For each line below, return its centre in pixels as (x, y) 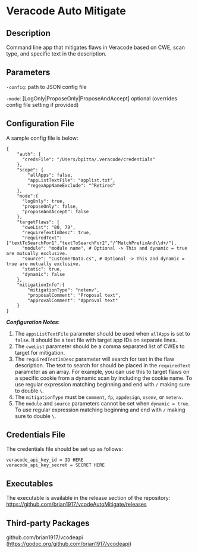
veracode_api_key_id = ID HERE (45, 460)
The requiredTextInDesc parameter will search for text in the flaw (94, 359)
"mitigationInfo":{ (41, 285)
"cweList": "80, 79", (49, 227)
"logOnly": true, (43, 201)
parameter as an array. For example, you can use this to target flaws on (102, 371)
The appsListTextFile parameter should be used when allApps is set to (102, 333)
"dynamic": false (43, 274)
